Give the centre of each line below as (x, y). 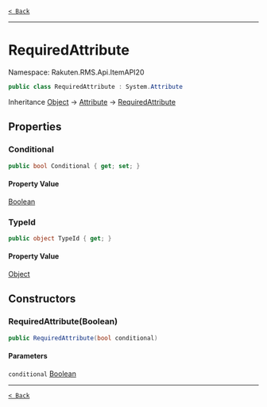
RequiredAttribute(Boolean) (63, 321)
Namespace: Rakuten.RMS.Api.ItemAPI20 (76, 72)
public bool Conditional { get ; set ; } (74, 166)
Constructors (42, 299)
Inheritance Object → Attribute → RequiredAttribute (92, 102)
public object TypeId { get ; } (60, 238)
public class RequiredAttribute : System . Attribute (95, 86)
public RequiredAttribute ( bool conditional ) (83, 338)
